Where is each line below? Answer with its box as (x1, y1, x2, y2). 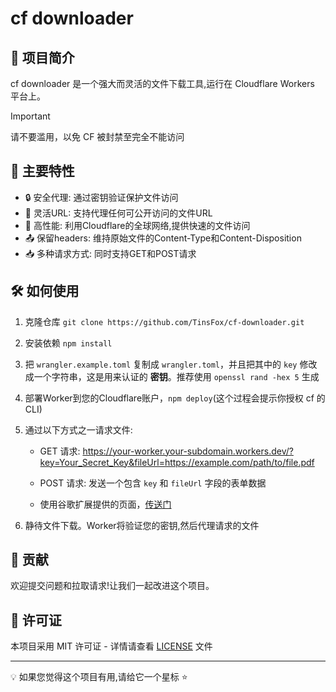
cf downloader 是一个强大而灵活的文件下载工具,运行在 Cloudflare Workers (10, 78, 315, 89)
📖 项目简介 (10, 49, 75, 66)
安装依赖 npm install (24, 337, 113, 349)
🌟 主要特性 (10, 163, 75, 180)
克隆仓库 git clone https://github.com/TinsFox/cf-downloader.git (24, 315, 305, 327)
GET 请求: (39, 445, 81, 457)
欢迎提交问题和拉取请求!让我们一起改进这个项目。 (10, 580, 215, 592)
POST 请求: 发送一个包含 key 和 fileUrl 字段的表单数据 (39, 477, 267, 489)
